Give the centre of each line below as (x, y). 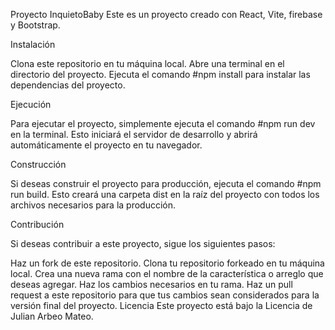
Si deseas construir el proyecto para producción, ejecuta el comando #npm (166, 183)
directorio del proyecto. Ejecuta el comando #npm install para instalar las (160, 74)
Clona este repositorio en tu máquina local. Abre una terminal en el (147, 63)
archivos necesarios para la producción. (93, 205)
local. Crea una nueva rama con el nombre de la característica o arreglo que (167, 273)
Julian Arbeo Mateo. (52, 316)
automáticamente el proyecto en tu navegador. (106, 145)
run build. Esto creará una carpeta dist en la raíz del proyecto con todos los (165, 194)
